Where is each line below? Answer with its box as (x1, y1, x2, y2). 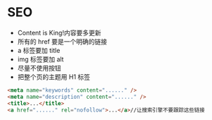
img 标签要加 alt (17, 54, 64, 64)
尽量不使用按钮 (17, 64, 61, 72)
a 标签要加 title (17, 46, 61, 54)
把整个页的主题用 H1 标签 (17, 72, 90, 81)
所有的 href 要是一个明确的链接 (17, 37, 108, 46)
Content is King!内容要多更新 (17, 28, 101, 37)
